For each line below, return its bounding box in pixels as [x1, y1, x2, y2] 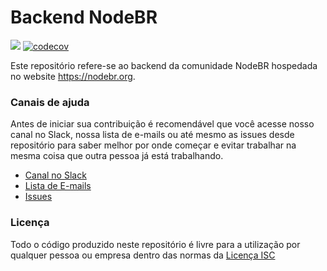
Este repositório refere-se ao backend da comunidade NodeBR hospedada [10, 59, 318, 71]
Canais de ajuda [10, 95, 90, 109]
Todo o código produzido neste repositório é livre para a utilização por [10, 238, 301, 250]
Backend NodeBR [10, 6, 158, 29]
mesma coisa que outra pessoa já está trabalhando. [10, 150, 224, 162]
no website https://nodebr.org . [10, 70, 136, 82]
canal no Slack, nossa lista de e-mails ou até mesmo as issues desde [10, 129, 295, 141]
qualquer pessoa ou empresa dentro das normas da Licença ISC [10, 249, 276, 261]
